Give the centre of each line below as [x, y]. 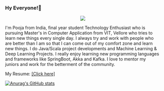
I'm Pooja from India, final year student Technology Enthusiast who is [75, 28]
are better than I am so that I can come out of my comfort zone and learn [79, 43]
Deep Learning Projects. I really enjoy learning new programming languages [82, 54]
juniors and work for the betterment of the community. [60, 64]
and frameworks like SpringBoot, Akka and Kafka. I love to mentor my [76, 59]
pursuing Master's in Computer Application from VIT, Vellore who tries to [79, 33]
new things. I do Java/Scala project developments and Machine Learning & [81, 49]
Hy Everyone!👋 [23, 8]
